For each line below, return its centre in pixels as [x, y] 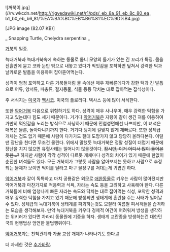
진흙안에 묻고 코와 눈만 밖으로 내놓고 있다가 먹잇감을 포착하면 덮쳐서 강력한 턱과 [84, 66]
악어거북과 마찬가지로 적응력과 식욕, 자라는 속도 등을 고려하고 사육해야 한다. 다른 [84, 185]
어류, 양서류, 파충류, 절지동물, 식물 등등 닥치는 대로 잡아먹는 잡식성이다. [85, 89]
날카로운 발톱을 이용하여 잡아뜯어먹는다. [45, 72]
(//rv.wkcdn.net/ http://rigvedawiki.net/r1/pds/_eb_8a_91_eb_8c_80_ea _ [78, 13]
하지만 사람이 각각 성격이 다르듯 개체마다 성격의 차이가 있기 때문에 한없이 [92, 155]
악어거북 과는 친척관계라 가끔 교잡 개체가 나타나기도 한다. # [62, 234]
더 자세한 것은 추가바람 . [28, 244]
